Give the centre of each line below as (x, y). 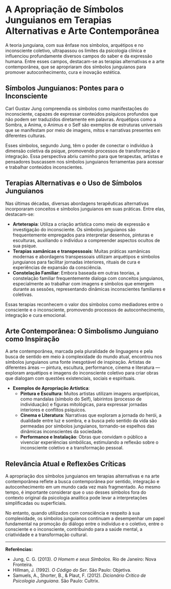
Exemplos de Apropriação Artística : (51, 388)
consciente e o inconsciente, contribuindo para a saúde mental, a (74, 529)
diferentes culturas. (26, 136)
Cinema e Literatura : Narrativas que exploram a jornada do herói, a (91, 415)
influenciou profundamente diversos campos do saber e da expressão (79, 56)
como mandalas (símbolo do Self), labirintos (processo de (81, 399)
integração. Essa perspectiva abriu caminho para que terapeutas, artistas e (84, 156)
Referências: (19, 549)
